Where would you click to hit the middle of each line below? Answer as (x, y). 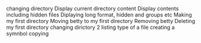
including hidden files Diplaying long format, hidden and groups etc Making (99, 15)
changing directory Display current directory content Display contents (92, 9)
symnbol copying (28, 34)
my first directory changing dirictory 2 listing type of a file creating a (91, 27)
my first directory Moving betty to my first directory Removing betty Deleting (101, 21)
